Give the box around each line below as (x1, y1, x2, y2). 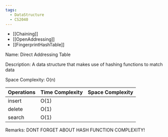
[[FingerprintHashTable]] (12, 42, 65, 48)
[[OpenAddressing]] (12, 36, 55, 42)
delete (8, 105, 23, 113)
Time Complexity (40, 89, 83, 96)
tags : (5, 7, 17, 13)
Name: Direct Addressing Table (5, 51, 71, 58)
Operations (8, 89, 36, 96)
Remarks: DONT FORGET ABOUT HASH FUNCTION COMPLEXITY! (5, 127, 145, 133)
